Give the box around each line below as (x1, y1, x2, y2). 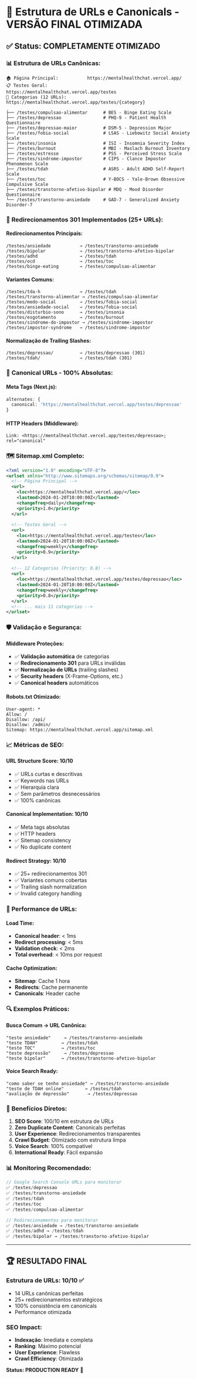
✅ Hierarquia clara (14, 784, 60, 791)
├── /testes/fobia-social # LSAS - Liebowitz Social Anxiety (6, 130, 191, 136)
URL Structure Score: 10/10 (6, 757, 73, 764)
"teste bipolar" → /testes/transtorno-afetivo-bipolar (6, 1055, 157, 1061)
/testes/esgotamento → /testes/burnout (6, 315, 125, 321)
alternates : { (6, 396, 41, 402)
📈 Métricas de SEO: (6, 741, 64, 749)
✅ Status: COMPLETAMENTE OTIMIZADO (6, 41, 161, 51)
